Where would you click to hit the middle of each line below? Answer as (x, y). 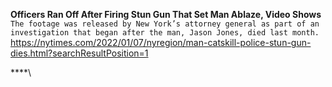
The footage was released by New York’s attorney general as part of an (165, 24)
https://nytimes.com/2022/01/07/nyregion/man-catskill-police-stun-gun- (161, 42)
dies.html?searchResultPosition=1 (79, 53)
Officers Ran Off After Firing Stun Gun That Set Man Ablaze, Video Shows (166, 14)
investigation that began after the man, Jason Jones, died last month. (165, 33)
